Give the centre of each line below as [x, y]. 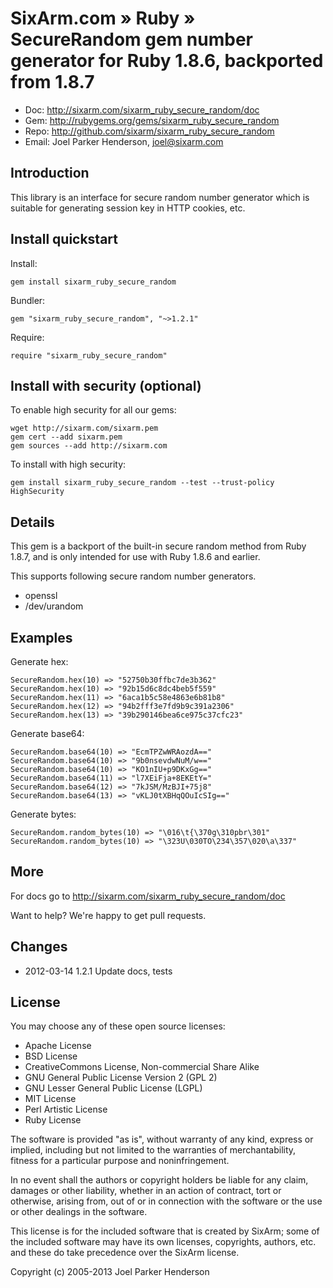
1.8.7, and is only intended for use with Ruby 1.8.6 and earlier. [135, 557]
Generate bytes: [43, 814]
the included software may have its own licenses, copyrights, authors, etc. [163, 1242]
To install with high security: [68, 464]
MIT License [50, 1099]
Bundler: [28, 300]
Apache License [58, 1046]
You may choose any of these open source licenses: [118, 1026]
